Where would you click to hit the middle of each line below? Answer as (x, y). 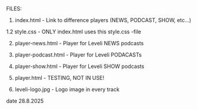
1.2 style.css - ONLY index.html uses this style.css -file (74, 32)
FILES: (14, 9)
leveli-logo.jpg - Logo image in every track (67, 89)
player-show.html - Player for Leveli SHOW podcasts (79, 66)
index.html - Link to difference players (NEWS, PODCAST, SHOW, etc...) (103, 20)
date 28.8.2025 (25, 101)
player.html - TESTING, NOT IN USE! (59, 78)
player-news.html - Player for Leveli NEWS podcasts (79, 43)
